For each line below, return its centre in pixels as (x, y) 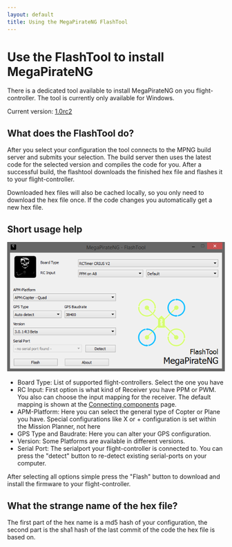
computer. (32, 463)
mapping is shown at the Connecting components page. (97, 405)
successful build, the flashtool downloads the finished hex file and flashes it (115, 172)
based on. (21, 537)
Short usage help (45, 229)
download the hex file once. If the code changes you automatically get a (110, 200)
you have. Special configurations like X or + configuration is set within (116, 419)
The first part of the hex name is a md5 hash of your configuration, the (107, 523)
